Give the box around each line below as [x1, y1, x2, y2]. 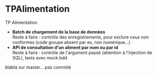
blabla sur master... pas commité [5, 64, 71, 70]
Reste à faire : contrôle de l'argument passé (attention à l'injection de [12, 50, 153, 56]
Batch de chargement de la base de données [12, 29, 105, 35]
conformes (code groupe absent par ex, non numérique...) [12, 39, 130, 45]
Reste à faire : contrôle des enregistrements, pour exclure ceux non [12, 34, 149, 40]
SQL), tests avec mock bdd [12, 55, 67, 60]
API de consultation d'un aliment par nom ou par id [12, 44, 119, 50]
